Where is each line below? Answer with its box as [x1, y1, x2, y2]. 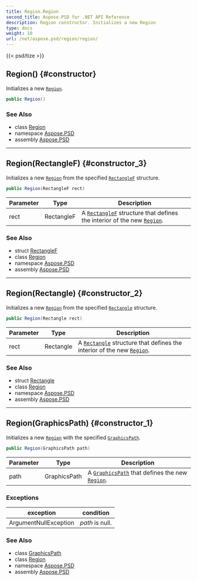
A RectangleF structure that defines [81, 208, 178, 217]
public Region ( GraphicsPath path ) [6, 445, 91, 451]
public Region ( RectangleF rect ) [6, 185, 85, 191]
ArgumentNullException [9, 519, 74, 527]
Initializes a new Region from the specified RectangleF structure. [6, 174, 160, 181]
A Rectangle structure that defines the [78, 338, 182, 347]
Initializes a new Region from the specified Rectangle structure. [6, 304, 157, 311]
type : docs [6, 25, 33, 31]
